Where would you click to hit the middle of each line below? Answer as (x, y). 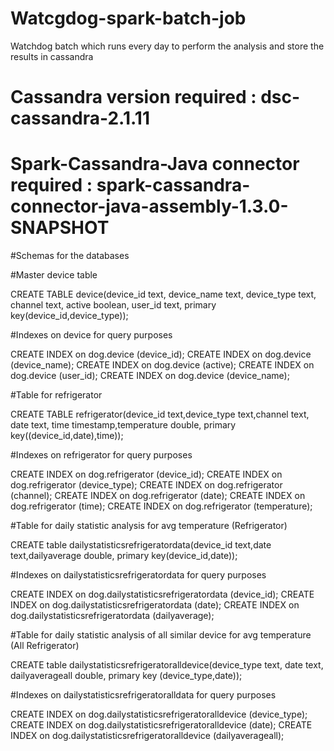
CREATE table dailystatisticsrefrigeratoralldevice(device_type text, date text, (167, 665)
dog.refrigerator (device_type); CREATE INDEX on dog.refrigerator (146, 485)
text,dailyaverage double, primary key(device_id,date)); (124, 556)
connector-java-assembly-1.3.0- (149, 206)
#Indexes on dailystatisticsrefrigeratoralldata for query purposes (143, 695)
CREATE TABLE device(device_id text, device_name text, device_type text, (163, 294)
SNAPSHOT (60, 228)
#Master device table (54, 275)
